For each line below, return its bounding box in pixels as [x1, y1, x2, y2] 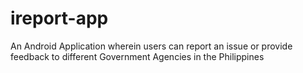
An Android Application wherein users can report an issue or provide [10, 40, 293, 52]
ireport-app [10, 7, 109, 30]
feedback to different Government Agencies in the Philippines [10, 50, 265, 62]
